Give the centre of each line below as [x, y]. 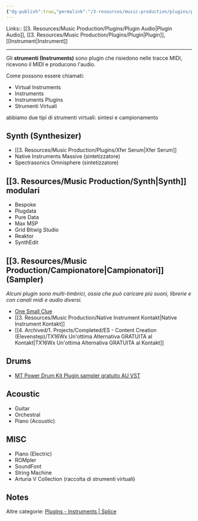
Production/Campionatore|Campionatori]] [85, 270]
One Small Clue [33, 311]
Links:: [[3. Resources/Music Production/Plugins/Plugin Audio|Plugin [89, 28]
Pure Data [27, 217]
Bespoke [25, 205]
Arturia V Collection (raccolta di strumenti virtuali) [75, 478]
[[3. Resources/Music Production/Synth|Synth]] [96, 181]
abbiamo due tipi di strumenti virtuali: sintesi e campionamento [82, 117]
